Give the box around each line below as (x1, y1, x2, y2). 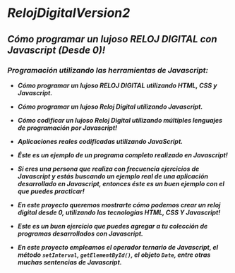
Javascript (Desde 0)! (7, 44, 106, 56)
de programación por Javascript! (17, 123, 118, 132)
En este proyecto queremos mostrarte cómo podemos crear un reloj (17, 200, 221, 209)
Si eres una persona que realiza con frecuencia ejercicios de (17, 164, 200, 173)
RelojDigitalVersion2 (7, 5, 131, 21)
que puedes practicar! (17, 187, 85, 195)
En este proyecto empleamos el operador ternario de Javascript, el (17, 243, 219, 251)
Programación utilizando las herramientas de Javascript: (7, 65, 208, 75)
